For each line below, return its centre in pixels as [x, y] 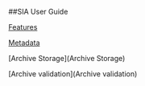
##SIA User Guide [38, 12]
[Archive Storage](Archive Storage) [67, 58]
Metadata [24, 43]
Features [23, 27]
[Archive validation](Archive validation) [73, 74]
